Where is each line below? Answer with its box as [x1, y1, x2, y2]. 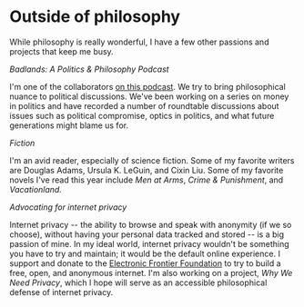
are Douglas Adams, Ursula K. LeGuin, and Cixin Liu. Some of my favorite [9, 164, 284, 175]
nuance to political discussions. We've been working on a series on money [9, 91, 289, 102]
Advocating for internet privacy [9, 202, 127, 213]
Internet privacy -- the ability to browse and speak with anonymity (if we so [9, 219, 292, 230]
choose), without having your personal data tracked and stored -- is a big [9, 229, 285, 240]
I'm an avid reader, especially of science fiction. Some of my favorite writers [9, 154, 295, 165]
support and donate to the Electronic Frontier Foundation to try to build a [9, 257, 281, 269]
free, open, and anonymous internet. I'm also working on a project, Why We [9, 267, 293, 278]
